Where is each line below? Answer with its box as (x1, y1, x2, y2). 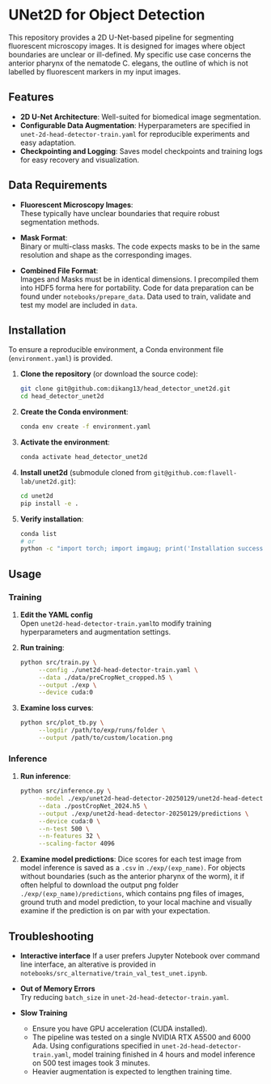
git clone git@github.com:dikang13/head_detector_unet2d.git (19, 385, 231, 393)
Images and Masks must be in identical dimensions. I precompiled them (19, 274, 259, 284)
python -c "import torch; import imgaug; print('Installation (19, 545, 235, 553)
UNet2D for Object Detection (8, 6, 205, 24)
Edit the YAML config (19, 610, 93, 619)
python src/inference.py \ (19, 787, 112, 795)
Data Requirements (8, 178, 108, 192)
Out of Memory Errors (19, 984, 95, 993)
